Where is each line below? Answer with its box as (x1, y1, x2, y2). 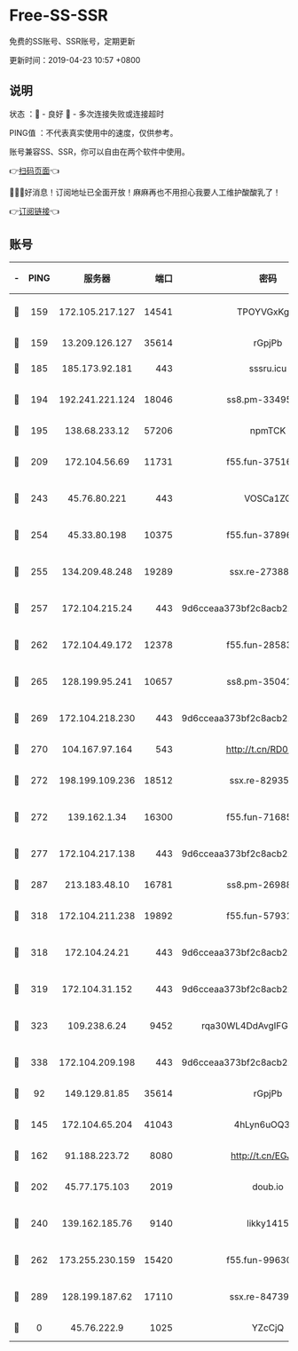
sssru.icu (248, 362, 287, 374)
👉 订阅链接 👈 (9, 205, 60, 216)
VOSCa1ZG (243, 492, 293, 505)
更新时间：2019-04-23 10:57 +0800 (9, 54, 141, 65)
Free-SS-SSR (9, 5, 108, 26)
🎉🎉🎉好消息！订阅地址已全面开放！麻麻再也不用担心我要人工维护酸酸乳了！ (9, 187, 281, 197)
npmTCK (249, 424, 286, 436)
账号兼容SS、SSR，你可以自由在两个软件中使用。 (9, 146, 190, 156)
